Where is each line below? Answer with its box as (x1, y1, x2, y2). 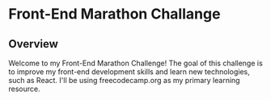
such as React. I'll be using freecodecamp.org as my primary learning (8, 76, 240, 85)
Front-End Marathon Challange (8, 5, 221, 23)
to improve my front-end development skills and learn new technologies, (8, 67, 251, 77)
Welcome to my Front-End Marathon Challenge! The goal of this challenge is (8, 58, 263, 68)
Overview (8, 37, 59, 51)
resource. (8, 84, 40, 94)
